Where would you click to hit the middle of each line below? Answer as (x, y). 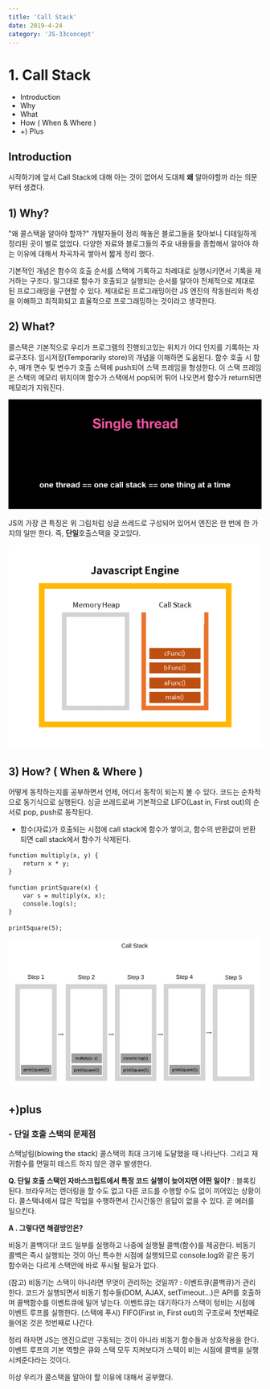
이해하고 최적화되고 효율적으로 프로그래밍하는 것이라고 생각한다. (117, 301)
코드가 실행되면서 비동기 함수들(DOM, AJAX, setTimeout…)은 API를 (132, 1292)
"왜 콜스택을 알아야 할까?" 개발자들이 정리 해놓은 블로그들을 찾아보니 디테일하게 (133, 233)
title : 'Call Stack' (43, 17)
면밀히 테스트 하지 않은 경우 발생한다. (94, 1163)
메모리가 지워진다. (37, 388)
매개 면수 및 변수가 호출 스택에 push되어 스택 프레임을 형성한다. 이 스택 (130, 367)
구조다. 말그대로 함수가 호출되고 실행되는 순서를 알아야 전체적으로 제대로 (142, 280)
